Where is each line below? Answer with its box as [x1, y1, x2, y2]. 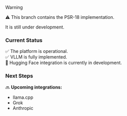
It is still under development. [5, 24, 65, 30]
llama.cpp [12, 94, 34, 100]
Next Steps [5, 72, 34, 79]
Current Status [5, 37, 43, 44]
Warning [5, 5, 23, 10]
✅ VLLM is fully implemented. [5, 54, 68, 60]
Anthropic [12, 105, 34, 111]
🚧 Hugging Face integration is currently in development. [5, 60, 122, 66]
